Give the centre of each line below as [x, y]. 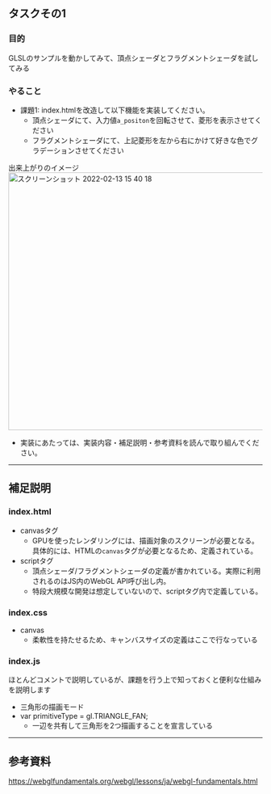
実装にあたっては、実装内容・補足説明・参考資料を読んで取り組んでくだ [140, 442]
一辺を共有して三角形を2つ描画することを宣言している [123, 726]
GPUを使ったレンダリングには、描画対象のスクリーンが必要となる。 [146, 540]
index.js [24, 661]
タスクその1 [38, 14]
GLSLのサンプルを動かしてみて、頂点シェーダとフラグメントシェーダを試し [133, 57]
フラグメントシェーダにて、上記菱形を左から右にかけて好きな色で [142, 140]
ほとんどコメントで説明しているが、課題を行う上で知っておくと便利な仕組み [135, 680]
